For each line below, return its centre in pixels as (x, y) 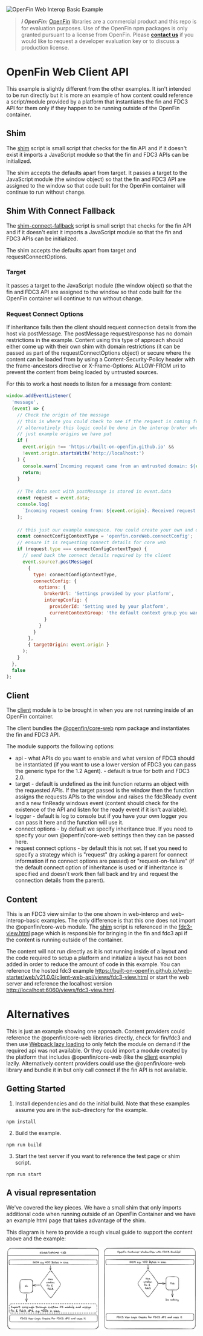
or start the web (169, 977)
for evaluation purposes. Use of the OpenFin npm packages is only (104, 28)
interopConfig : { (66, 600)
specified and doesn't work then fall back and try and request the (96, 874)
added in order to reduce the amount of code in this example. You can (93, 964)
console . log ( (34, 505)
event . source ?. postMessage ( (58, 562)
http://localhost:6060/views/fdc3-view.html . (61, 990)
